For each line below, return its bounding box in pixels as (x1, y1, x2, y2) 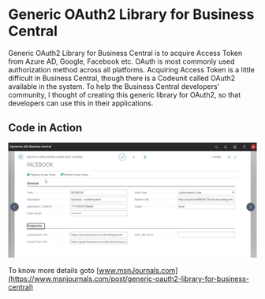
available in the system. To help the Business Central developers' (8, 81, 220, 91)
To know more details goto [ (8, 266, 99, 275)
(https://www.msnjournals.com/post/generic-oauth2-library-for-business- (8, 274, 250, 284)
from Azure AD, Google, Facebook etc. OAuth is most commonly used (8, 57, 235, 66)
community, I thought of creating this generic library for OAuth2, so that (8, 90, 241, 99)
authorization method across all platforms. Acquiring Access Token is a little (8, 65, 255, 74)
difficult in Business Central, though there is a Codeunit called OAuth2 (8, 73, 236, 83)
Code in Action (8, 121, 83, 135)
